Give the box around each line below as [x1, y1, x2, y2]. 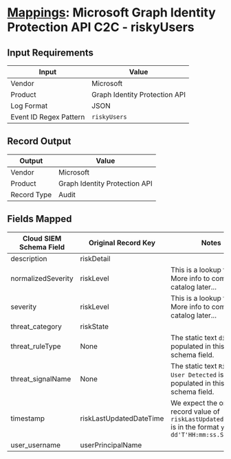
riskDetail [80, 254, 111, 263]
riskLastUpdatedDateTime [80, 414, 164, 423]
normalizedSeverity [10, 273, 74, 283]
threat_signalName [10, 374, 71, 383]
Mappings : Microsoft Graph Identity [7, 5, 217, 21]
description [10, 254, 47, 263]
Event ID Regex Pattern [10, 112, 85, 122]
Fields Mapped [7, 213, 72, 225]
